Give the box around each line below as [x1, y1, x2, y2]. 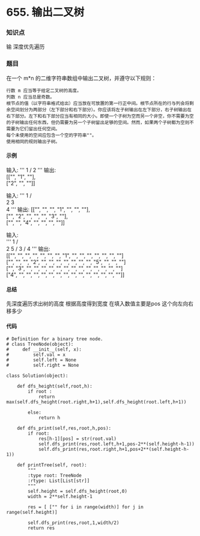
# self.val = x [6, 352, 66, 358]
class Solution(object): [6, 373, 68, 379]
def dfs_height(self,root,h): [17, 384, 93, 390]
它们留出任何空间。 [19, 125, 60, 132]
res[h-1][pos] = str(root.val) [38, 436, 117, 442]
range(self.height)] [6, 510, 58, 516]
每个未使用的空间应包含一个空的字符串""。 [6, 132, 97, 138]
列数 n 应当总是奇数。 [6, 94, 55, 100]
